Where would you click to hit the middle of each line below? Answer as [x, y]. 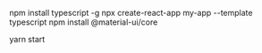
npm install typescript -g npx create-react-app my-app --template [131, 13]
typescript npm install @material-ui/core [84, 22]
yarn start [27, 39]
